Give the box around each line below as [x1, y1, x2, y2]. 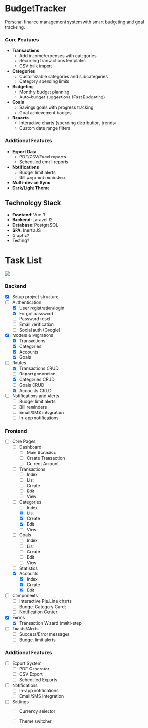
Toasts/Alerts [12, 626, 39, 631]
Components [12, 593, 38, 599]
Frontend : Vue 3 [12, 212, 45, 217]
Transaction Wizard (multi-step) [19, 620, 83, 626]
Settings [12, 699, 29, 705]
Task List [5, 255, 42, 266]
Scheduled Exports [19, 677, 58, 683]
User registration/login [19, 305, 65, 311]
